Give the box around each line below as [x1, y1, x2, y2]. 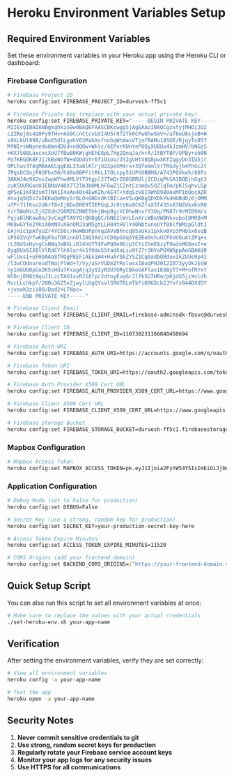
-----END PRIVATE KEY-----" [7, 292, 89, 299]
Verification [7, 638, 60, 649]
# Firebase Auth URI [7, 343, 68, 350]
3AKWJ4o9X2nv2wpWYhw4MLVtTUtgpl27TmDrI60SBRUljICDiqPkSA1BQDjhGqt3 [7, 176, 208, 183]
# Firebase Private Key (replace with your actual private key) [7, 111, 198, 118]
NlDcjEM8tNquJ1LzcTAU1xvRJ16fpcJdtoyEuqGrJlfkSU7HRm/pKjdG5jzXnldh [7, 273, 208, 280]
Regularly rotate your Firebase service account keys [17, 748, 173, 756]
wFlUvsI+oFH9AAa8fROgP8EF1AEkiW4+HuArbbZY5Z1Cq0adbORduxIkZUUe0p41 [7, 253, 208, 261]
